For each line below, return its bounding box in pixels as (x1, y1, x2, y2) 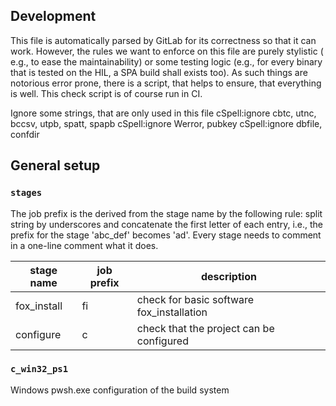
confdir (10, 128, 40, 140)
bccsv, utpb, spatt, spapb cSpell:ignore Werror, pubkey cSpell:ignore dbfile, (10, 117, 323, 129)
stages (10, 187, 43, 199)
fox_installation (136, 305, 208, 319)
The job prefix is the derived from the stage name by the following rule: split (10, 207, 323, 219)
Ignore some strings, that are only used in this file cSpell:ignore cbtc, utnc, (10, 107, 317, 119)
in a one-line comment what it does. (10, 239, 159, 251)
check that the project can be (136, 321, 275, 335)
